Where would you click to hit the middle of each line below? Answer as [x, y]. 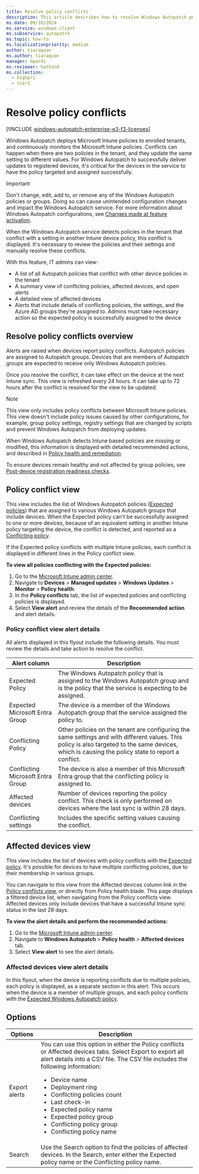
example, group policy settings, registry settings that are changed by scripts [99, 423]
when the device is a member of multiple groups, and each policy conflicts [97, 992]
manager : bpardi [26, 61]
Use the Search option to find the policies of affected [114, 1147]
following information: [71, 1066]
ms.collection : [25, 72]
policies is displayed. [40, 601]
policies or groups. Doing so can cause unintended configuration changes [97, 201]
